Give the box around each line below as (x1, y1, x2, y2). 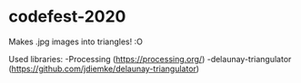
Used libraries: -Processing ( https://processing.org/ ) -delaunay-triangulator (8, 53, 292, 64)
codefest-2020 (8, 6, 126, 27)
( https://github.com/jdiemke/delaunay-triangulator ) (8, 63, 200, 74)
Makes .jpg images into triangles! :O (8, 36, 143, 47)
